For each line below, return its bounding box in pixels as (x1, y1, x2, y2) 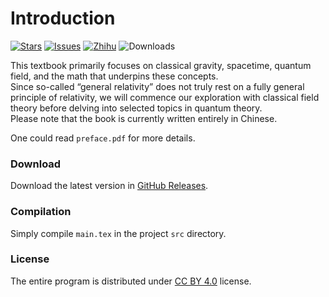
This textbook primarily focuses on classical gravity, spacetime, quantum (10, 59, 312, 71)
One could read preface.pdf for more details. (10, 132, 196, 144)
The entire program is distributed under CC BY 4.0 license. (10, 275, 252, 287)
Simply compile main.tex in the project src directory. (10, 227, 227, 239)
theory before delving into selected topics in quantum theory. (10, 102, 263, 114)
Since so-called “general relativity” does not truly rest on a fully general (10, 80, 305, 92)
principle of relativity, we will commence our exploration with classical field (10, 91, 320, 103)
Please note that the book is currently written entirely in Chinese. (10, 112, 278, 124)
